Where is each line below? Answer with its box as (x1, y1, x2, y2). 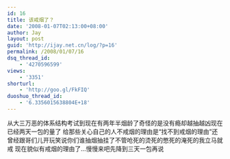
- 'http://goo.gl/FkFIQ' (19, 86, 90, 93)
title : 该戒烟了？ (7, 16, 55, 23)
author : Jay (7, 29, 41, 36)
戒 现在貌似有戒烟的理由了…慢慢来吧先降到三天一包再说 (7, 145, 164, 153)
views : (7, 67, 26, 74)
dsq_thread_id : (7, 55, 51, 62)
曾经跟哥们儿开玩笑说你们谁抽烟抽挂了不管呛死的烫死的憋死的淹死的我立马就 (7, 136, 223, 144)
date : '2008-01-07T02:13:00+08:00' (7, 23, 109, 29)
